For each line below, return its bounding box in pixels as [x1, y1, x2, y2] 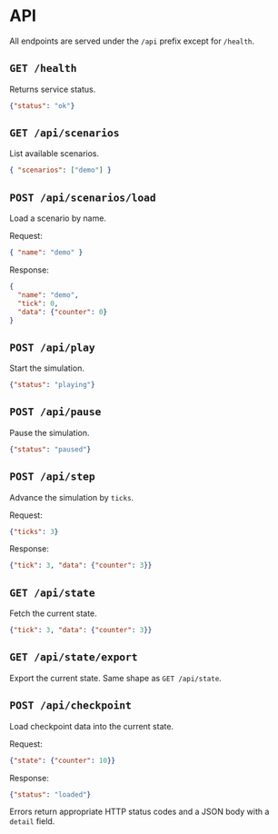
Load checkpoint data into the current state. [9, 720, 174, 731]
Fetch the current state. [9, 608, 97, 619]
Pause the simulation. [9, 427, 90, 438]
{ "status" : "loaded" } [9, 789, 92, 799]
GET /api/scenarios [9, 126, 120, 140]
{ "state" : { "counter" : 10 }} [9, 756, 116, 765]
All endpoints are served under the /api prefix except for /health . [9, 35, 255, 46]
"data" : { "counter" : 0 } [17, 307, 107, 316]
